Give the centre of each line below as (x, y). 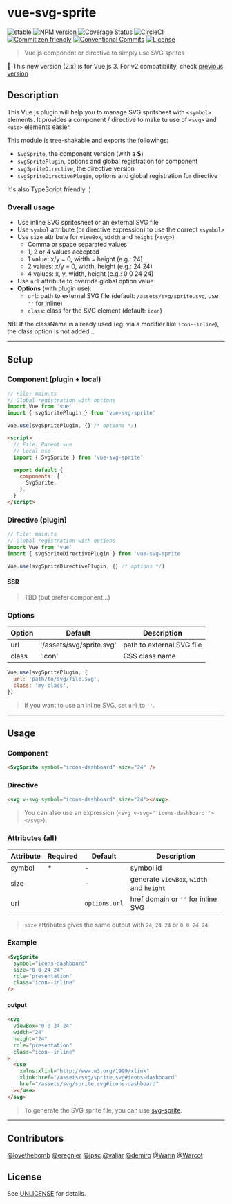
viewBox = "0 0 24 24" (43, 1026)
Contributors (36, 1138)
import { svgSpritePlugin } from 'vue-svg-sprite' (81, 413)
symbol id (146, 868)
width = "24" (29, 1033)
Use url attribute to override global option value (85, 281)
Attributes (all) (32, 838)
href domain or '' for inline (174, 899)
